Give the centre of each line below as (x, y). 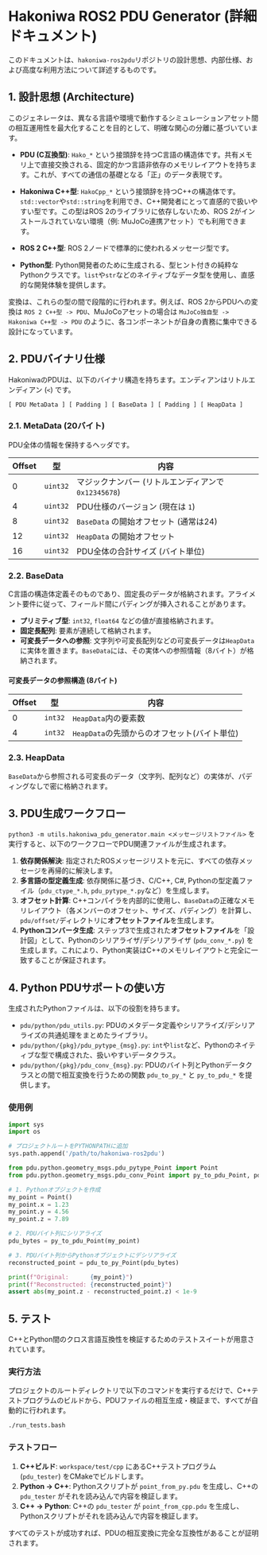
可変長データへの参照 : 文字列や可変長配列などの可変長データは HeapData (137, 641)
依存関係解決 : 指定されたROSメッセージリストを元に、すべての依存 (130, 861)
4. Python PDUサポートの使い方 (87, 988)
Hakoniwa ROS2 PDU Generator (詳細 (133, 16)
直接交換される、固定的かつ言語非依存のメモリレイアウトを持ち (145, 165)
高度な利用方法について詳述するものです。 (91, 69)
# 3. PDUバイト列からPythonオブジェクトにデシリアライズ (92, 1255)
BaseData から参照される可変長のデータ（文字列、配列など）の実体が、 (123, 776)
